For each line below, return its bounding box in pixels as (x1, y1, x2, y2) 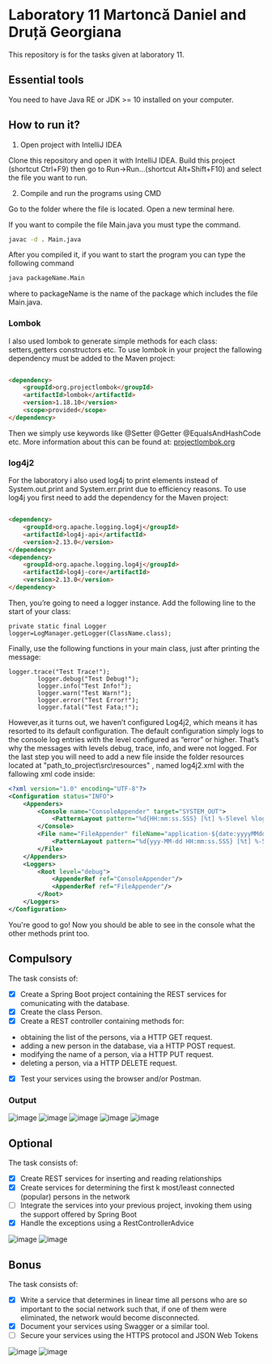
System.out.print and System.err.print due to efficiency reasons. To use (8, 484, 247, 494)
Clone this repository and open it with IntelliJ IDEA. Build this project (8, 156, 236, 165)
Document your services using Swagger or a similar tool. (19, 1322, 210, 1332)
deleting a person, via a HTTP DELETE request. (19, 1058, 178, 1068)
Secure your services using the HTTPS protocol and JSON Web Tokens (19, 1331, 259, 1341)
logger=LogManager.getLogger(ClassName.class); (8, 629, 172, 637)
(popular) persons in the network (19, 1192, 131, 1202)
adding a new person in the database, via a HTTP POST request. (19, 1041, 236, 1051)
